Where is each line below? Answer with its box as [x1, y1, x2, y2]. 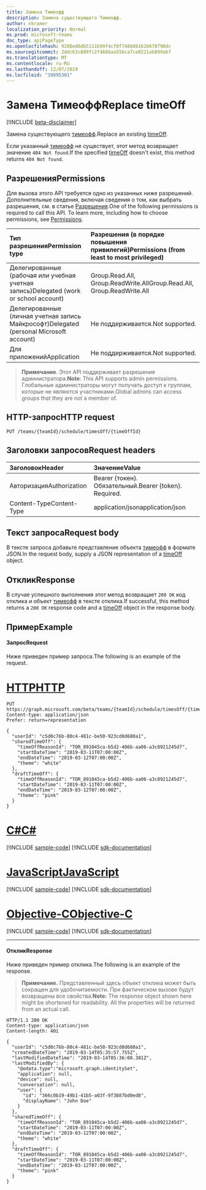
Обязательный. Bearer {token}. [93, 481, 182, 490]
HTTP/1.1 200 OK [6, 1017, 48, 1023]
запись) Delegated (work [9, 287, 81, 295]
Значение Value [93, 463, 141, 472]
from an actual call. [21, 1005, 71, 1013]
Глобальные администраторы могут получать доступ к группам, [21, 381, 192, 389]
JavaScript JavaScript [6, 865, 120, 879]
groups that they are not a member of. [21, 394, 118, 402]
